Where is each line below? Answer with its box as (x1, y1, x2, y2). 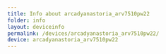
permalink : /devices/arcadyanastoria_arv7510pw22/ (7, 29, 160, 37)
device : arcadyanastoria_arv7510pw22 (7, 36, 119, 43)
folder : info (7, 17, 46, 24)
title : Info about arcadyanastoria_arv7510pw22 (7, 10, 150, 18)
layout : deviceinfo (7, 23, 65, 30)
